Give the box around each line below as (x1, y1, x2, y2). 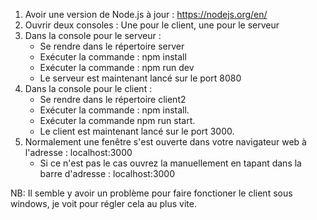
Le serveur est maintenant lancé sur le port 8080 (39, 72, 242, 84)
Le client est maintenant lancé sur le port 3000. (39, 125, 235, 137)
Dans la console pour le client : (24, 83, 153, 94)
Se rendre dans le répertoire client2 (39, 94, 187, 105)
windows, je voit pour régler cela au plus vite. (10, 198, 197, 209)
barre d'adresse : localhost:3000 (39, 168, 176, 179)
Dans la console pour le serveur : (24, 30, 162, 41)
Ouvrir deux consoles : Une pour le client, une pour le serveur (24, 19, 280, 31)
